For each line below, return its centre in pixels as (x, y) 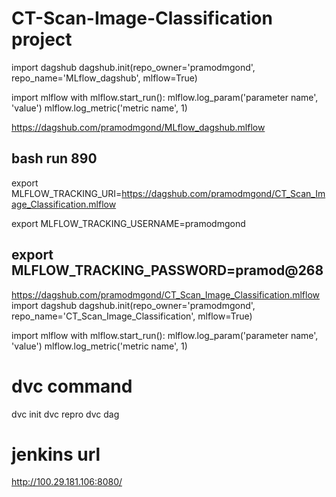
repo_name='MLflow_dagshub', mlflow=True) (104, 78)
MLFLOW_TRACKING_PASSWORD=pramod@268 (167, 270)
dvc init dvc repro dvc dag (65, 414)
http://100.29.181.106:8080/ (67, 482)
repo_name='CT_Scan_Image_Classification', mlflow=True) (132, 316)
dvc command (72, 386)
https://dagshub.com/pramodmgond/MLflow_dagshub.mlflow (138, 127)
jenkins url (56, 454)
